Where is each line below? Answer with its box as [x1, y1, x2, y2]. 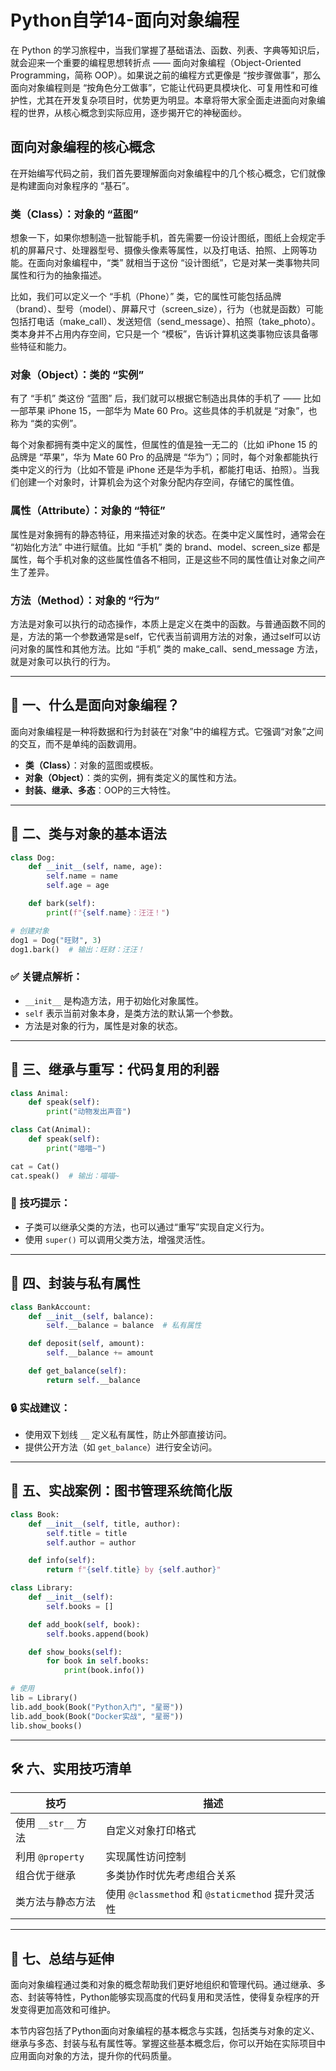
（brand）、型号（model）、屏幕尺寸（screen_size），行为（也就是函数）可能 [10, 303, 324, 315]
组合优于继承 [15, 1869, 77, 1883]
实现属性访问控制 [105, 1850, 187, 1864]
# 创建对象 [10, 926, 50, 936]
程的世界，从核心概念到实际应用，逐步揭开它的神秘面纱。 [10, 106, 247, 118]
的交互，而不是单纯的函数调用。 [10, 737, 142, 750]
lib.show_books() [10, 1721, 83, 1731]
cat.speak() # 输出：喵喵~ [10, 1171, 120, 1181]
